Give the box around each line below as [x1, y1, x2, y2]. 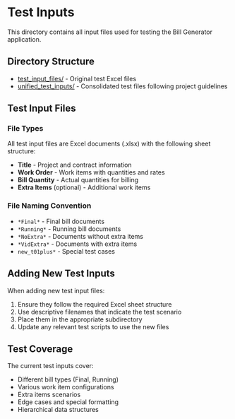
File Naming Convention [7, 201, 92, 211]
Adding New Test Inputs [7, 268, 115, 280]
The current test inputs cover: [7, 362, 94, 370]
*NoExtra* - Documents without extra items [17, 232, 143, 240]
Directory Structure [7, 56, 95, 68]
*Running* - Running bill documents [17, 224, 121, 233]
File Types [7, 124, 44, 134]
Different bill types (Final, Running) [17, 375, 119, 384]
